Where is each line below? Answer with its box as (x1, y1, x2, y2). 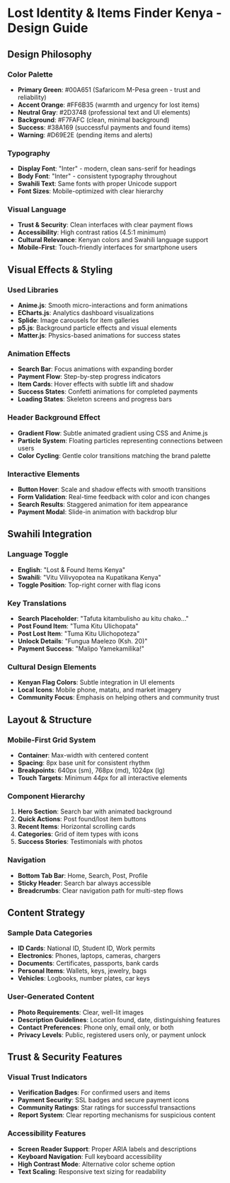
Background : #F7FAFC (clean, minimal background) (17, 115, 170, 124)
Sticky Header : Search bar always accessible (17, 879, 151, 887)
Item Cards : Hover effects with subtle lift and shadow (17, 380, 174, 389)
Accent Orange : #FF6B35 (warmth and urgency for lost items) (17, 101, 200, 109)
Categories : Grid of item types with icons (17, 830, 139, 838)
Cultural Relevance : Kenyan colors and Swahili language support (17, 236, 209, 244)
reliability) (17, 93, 47, 101)
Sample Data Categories (7, 927, 93, 937)
